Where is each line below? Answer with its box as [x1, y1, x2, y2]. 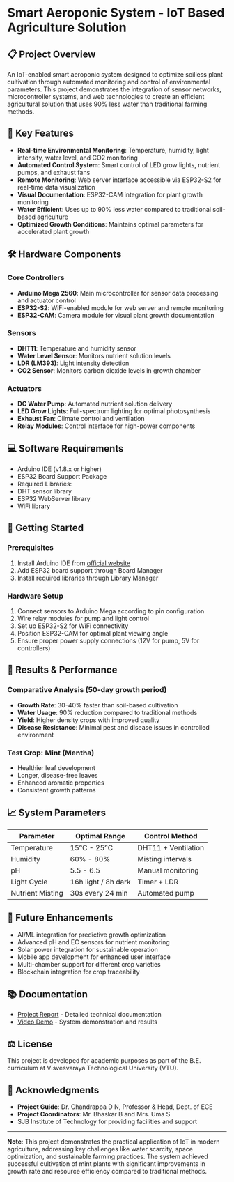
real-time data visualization [17, 183, 95, 191]
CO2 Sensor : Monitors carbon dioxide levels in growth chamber [17, 366, 201, 374]
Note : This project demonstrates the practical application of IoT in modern [7, 1137, 220, 1146]
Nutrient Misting [10, 888, 64, 898]
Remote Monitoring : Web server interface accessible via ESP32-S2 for [17, 176, 221, 184]
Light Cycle [10, 877, 48, 886]
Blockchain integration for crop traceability [17, 967, 141, 976]
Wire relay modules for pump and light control [17, 614, 150, 622]
